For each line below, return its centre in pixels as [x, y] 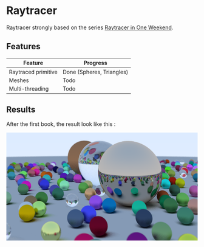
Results [21, 109]
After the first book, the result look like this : [61, 124]
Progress [96, 63]
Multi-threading [29, 89]
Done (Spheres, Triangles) [96, 72]
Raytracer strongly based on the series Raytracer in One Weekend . [90, 27]
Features [23, 47]
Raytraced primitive [33, 72]
